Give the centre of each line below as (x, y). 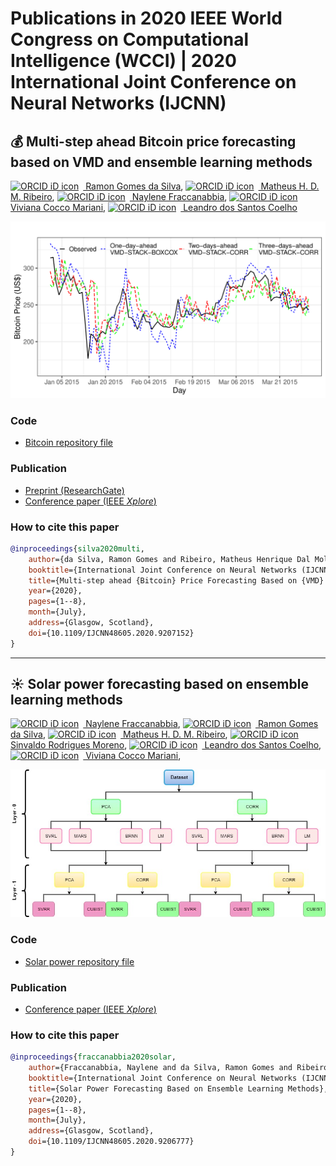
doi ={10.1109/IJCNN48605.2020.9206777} (111, 1142)
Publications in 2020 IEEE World (146, 18)
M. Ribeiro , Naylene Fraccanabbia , (119, 196)
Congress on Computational (130, 39)
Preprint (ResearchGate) (74, 490)
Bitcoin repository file (68, 443)
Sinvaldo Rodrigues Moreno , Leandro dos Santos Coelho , (166, 745)
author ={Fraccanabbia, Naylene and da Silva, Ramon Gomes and (160, 1068)
